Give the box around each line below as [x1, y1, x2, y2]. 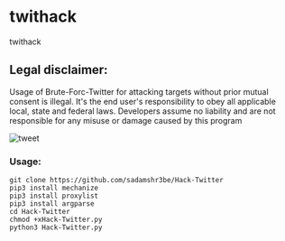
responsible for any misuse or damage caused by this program [9, 115, 243, 125]
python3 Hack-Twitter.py [9, 223, 103, 232]
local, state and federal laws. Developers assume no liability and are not [9, 106, 277, 116]
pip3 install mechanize [9, 183, 99, 193]
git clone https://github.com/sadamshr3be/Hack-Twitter [9, 176, 224, 185]
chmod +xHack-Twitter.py [9, 215, 103, 225]
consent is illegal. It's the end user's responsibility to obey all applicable [9, 96, 277, 107]
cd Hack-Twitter [9, 208, 70, 217]
